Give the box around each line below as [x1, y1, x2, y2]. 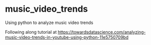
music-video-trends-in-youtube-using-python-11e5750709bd [5, 34, 129, 40]
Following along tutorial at [5, 29, 57, 35]
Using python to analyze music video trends [5, 20, 94, 25]
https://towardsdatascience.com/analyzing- [57, 29, 146, 35]
